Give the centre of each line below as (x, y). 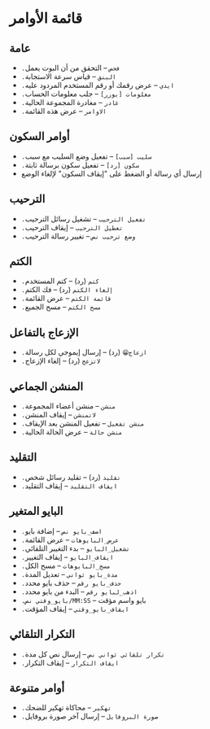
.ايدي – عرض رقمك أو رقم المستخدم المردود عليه (97, 85)
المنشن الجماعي (46, 386)
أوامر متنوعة (37, 688)
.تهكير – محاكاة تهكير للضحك (66, 708)
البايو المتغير (36, 511)
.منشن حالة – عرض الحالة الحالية (72, 432)
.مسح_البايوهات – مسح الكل (66, 565)
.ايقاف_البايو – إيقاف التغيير (67, 557)
